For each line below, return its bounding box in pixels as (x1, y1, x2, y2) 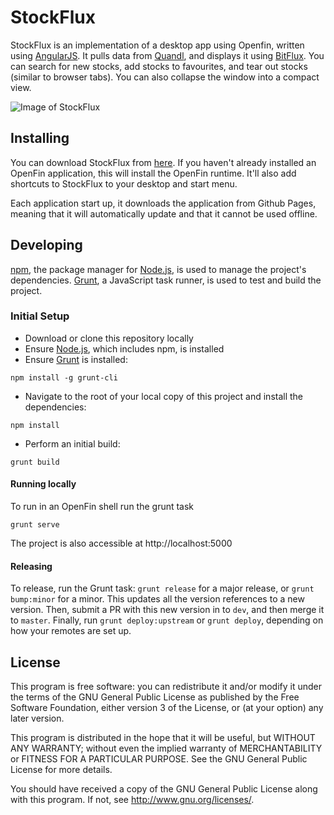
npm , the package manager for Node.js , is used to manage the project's (10, 263, 307, 275)
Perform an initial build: (24, 437, 121, 450)
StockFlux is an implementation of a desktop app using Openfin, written (10, 39, 305, 51)
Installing (10, 130, 70, 147)
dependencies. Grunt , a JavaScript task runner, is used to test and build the (10, 274, 322, 286)
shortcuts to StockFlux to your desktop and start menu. (10, 177, 238, 190)
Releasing (10, 560, 53, 572)
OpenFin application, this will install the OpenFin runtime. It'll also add (10, 167, 297, 179)
